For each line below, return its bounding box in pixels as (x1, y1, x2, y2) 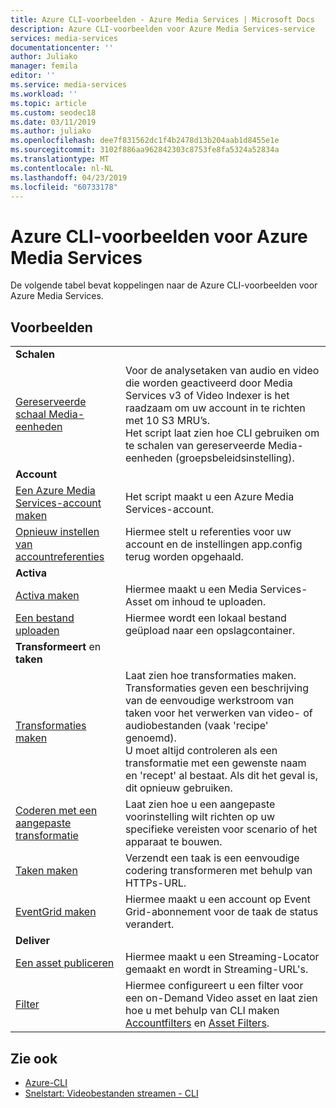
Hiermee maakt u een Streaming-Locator (124, 950, 320, 964)
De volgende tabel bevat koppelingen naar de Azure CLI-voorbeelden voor (10, 279, 318, 291)
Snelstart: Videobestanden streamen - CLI (24, 1087, 199, 1099)
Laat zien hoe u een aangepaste (124, 797, 276, 811)
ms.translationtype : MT (10, 154, 110, 164)
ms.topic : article (10, 98, 87, 108)
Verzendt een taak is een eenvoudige (124, 851, 300, 865)
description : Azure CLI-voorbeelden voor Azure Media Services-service (10, 24, 315, 34)
